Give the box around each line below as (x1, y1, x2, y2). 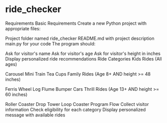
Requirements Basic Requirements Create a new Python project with (5, 20, 147, 26)
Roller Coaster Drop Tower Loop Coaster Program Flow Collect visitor (5, 101, 149, 107)
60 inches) (5, 91, 28, 97)
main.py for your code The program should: (5, 40, 96, 46)
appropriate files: (5, 25, 41, 31)
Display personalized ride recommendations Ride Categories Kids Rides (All (5, 55, 162, 61)
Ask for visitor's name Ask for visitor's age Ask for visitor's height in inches (5, 50, 161, 56)
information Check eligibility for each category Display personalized (5, 106, 146, 112)
